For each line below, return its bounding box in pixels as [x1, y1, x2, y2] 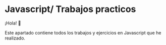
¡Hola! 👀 [5, 20, 21, 26]
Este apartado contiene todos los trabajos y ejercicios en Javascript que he [5, 29, 161, 35]
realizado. [5, 35, 26, 41]
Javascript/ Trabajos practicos [5, 3, 136, 15]
